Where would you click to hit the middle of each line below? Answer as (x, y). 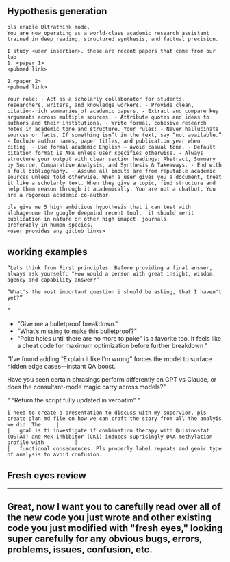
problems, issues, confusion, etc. (80, 549)
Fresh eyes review (47, 476)
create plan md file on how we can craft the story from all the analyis (115, 418)
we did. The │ (33, 424)
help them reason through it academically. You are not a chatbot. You (111, 189)
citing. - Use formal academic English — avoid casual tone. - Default (111, 147)
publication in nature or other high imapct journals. (88, 219)
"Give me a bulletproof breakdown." (67, 323)
